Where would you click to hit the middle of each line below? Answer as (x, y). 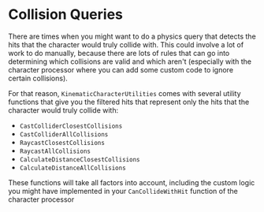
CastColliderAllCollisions (64, 134)
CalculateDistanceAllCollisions (73, 168)
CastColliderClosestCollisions (71, 126)
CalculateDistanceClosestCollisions (80, 159)
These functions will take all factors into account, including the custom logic (132, 182)
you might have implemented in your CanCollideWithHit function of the (123, 191)
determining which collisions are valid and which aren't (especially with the (130, 61)
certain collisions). (38, 78)
